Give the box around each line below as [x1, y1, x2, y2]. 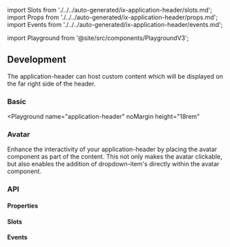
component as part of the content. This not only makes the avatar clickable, [7, 152, 222, 161]
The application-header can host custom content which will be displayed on [7, 72, 223, 80]
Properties [7, 201, 39, 210]
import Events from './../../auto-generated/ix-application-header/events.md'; [7, 21, 223, 28]
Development [7, 54, 67, 66]
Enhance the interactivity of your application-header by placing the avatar [7, 145, 218, 154]
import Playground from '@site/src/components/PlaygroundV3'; [7, 34, 189, 42]
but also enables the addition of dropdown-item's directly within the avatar [7, 160, 220, 168]
